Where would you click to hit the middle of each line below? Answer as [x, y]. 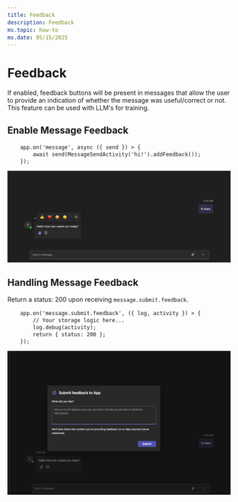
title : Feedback [31, 15]
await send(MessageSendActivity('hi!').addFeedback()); [117, 154]
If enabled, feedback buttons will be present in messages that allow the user [119, 93]
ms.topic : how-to [33, 30]
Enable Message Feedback [68, 130]
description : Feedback [41, 22]
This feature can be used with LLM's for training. [78, 108]
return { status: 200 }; [69, 335]
